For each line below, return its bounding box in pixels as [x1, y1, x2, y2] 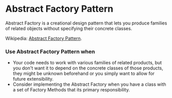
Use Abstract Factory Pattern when [5, 48, 95, 55]
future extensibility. [12, 76, 54, 82]
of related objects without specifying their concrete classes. [5, 25, 132, 31]
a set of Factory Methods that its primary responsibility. [12, 87, 130, 93]
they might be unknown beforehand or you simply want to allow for [12, 70, 155, 77]
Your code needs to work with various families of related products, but [12, 60, 162, 66]
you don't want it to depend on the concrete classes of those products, [12, 65, 163, 71]
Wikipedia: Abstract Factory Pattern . [5, 35, 82, 41]
